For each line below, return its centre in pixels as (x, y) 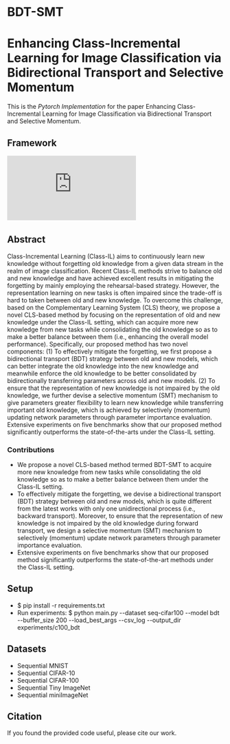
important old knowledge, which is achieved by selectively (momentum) (109, 410)
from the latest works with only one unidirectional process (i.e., (106, 509)
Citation (25, 717)
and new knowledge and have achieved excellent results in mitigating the (111, 278)
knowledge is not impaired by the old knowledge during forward (108, 524)
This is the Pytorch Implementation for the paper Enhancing (92, 107)
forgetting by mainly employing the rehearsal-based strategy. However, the (113, 285)
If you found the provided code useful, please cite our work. (92, 733)
